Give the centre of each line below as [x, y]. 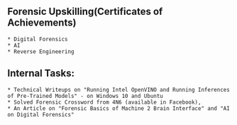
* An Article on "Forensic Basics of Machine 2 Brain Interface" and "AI [119, 108]
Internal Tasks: [41, 74]
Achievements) [42, 23]
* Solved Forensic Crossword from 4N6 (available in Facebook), [104, 102]
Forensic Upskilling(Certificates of [85, 12]
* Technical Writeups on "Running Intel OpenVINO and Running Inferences [119, 89]
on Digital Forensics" [41, 114]
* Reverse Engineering [41, 51]
